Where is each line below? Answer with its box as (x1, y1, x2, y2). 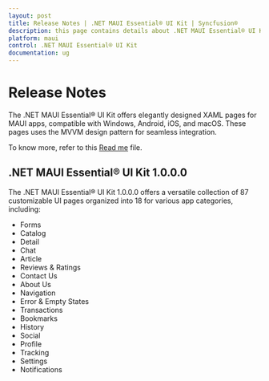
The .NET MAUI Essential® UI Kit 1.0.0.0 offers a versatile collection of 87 (8, 187, 249, 197)
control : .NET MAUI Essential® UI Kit (8, 42, 138, 50)
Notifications (19, 364, 62, 374)
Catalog (19, 228, 46, 237)
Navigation (19, 288, 56, 298)
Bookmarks (19, 314, 58, 323)
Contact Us (19, 270, 58, 281)
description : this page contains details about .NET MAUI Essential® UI (8, 26, 256, 34)
